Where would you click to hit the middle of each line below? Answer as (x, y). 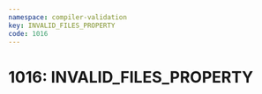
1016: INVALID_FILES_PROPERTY (131, 77)
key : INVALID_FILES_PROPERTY (62, 25)
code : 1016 (28, 33)
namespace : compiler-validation (67, 17)
